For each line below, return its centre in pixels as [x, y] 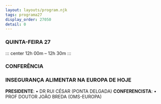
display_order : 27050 [28, 19]
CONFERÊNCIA [24, 66]
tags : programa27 [24, 15]
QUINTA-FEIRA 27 [28, 42]
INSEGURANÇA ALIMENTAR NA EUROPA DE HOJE [68, 80]
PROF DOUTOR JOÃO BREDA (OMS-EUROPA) [54, 96]
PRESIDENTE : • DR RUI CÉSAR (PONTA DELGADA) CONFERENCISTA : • [81, 91]
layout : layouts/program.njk [36, 10]
